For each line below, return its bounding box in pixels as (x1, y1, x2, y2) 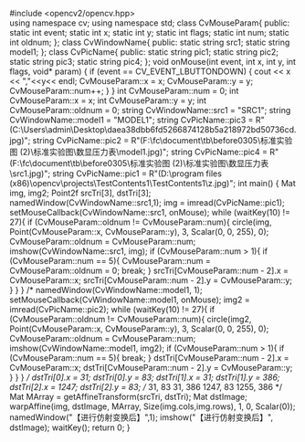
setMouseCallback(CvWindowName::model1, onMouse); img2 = (9, 294, 250, 305)
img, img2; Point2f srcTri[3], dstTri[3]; (9, 187, 152, 198)
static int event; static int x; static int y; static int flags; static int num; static (9, 27, 289, 37)
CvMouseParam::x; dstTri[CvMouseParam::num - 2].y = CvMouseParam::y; (9, 363, 293, 373)
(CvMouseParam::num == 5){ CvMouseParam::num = (9, 256, 212, 266)
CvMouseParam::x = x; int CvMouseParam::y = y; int (9, 95, 207, 106)
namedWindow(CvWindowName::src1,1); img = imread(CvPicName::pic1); (9, 197, 285, 208)
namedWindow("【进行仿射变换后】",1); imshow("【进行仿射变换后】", (9, 412, 274, 423)
